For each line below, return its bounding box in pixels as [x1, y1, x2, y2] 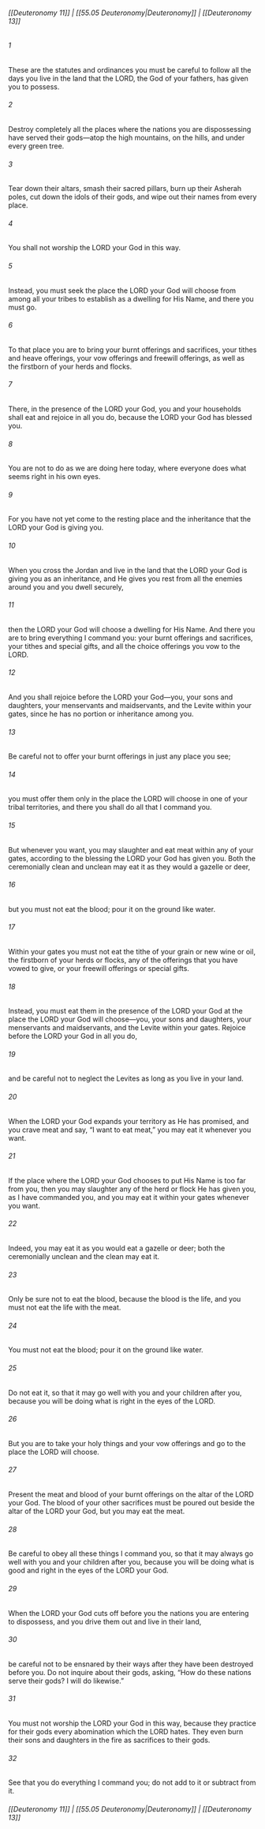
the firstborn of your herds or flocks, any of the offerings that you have [8, 955, 238, 965]
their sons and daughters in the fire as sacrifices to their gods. [8, 1735, 211, 1745]
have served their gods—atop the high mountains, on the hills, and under [8, 133, 245, 143]
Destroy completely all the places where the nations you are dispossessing [8, 125, 252, 134]
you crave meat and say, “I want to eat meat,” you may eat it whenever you [8, 1125, 252, 1134]
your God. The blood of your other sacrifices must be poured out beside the [8, 1498, 255, 1508]
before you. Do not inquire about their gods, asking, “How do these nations [8, 1667, 252, 1677]
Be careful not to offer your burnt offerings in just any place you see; [8, 751, 231, 761]
